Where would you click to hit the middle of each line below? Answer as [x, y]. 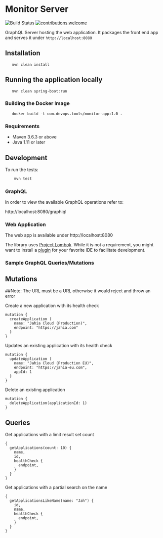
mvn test [23, 179]
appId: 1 [23, 372]
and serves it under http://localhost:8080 [49, 38]
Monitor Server [37, 9]
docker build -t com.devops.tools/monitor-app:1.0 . [67, 114]
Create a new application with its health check [52, 306]
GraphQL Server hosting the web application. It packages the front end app [82, 32]
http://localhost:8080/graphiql [36, 212]
